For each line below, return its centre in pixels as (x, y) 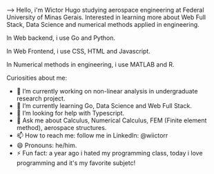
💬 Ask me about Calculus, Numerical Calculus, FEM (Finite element (111, 120)
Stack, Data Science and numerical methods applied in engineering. (103, 24)
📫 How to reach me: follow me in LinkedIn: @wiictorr (92, 135)
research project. (41, 98)
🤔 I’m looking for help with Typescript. (70, 113)
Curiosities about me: (37, 78)
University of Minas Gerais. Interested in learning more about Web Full (106, 17)
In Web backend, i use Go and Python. (61, 38)
